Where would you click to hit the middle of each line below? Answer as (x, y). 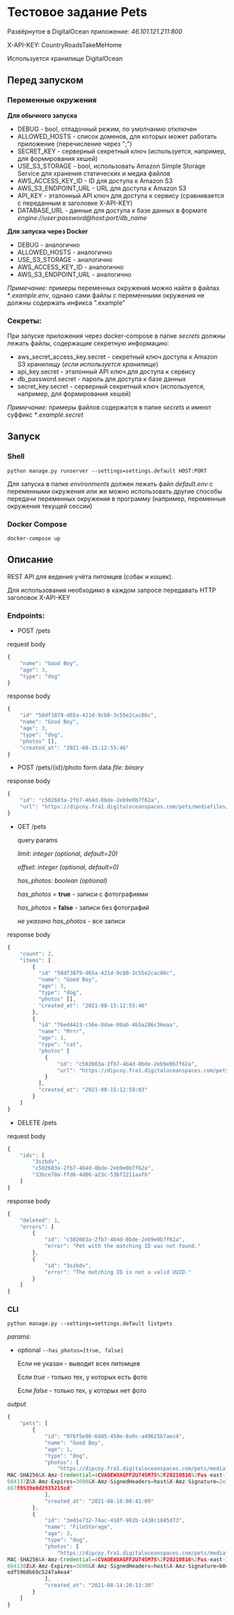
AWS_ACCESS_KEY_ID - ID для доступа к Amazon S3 (95, 180)
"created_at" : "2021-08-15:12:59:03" (93, 1090)
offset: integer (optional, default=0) (68, 867)
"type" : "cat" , (60, 1045)
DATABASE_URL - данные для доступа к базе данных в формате (112, 210)
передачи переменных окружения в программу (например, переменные (117, 498)
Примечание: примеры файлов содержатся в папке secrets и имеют (109, 407)
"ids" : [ (32, 1155)
